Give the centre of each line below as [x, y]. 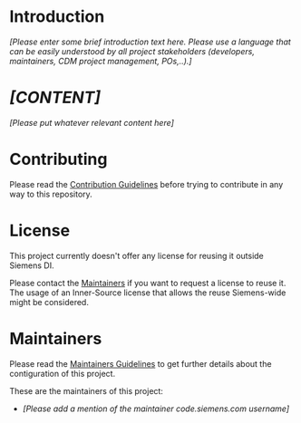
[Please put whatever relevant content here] [92, 122]
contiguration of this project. [63, 373]
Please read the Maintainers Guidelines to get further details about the [141, 363]
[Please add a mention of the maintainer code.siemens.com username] [156, 409]
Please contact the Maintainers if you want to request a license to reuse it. [148, 283]
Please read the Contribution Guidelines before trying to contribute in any [146, 184]
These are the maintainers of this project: [86, 390]
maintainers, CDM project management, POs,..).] [101, 61]
